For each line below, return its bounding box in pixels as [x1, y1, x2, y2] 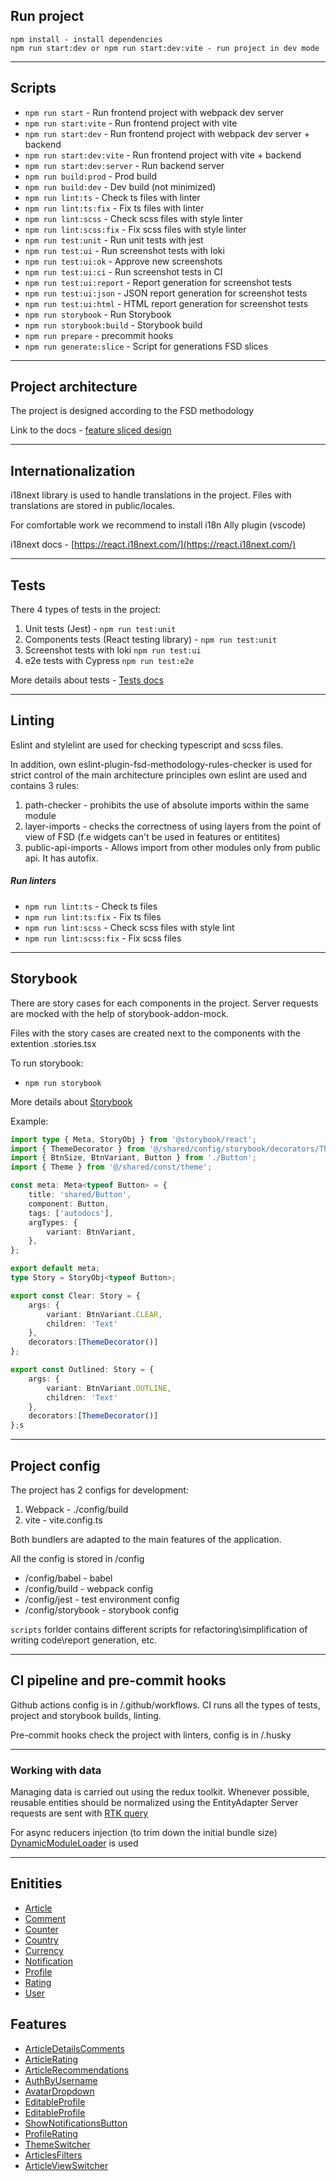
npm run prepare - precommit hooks [24, 329, 174, 341]
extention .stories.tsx [10, 1037, 97, 1049]
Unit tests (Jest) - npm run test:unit [24, 623, 177, 635]
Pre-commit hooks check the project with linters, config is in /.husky [10, 1729, 292, 1741]
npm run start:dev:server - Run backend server [24, 159, 225, 171]
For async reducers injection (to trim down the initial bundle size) [10, 1827, 278, 1839]
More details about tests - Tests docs [10, 674, 164, 686]
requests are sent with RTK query [10, 1807, 149, 1819]
